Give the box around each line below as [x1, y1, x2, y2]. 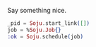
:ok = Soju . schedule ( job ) [7, 33, 83, 40]
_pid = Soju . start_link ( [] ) [7, 20, 90, 27]
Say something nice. [7, 6, 67, 14]
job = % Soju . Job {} [7, 26, 61, 33]
